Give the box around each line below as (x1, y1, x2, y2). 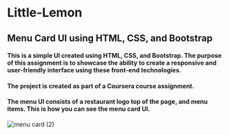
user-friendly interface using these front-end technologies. (7, 66, 181, 74)
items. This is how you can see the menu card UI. (7, 105, 150, 113)
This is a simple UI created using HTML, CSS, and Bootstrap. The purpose (7, 52, 222, 60)
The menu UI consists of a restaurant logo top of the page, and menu (7, 98, 208, 106)
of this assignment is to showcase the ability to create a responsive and (7, 59, 217, 67)
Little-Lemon (7, 5, 83, 21)
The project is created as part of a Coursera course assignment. (7, 81, 195, 90)
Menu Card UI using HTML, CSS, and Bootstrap (7, 32, 212, 44)
